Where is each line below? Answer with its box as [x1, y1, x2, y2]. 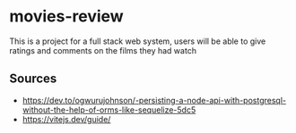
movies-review [9, 6, 124, 27]
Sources [9, 71, 57, 87]
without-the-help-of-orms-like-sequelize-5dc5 [22, 104, 196, 115]
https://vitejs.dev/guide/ [22, 113, 111, 124]
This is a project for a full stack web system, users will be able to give [9, 36, 266, 46]
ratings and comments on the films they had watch [9, 45, 197, 55]
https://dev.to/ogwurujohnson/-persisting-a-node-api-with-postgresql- [22, 95, 287, 105]
